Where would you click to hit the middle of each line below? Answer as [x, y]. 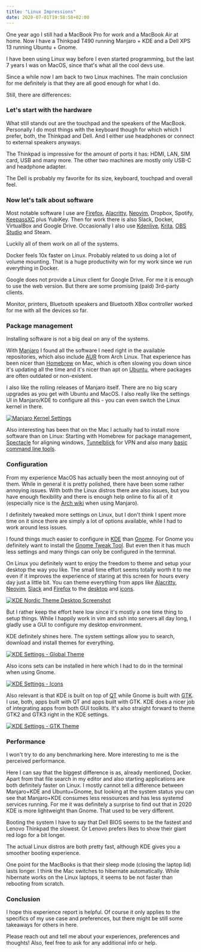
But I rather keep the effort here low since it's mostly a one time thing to [95, 612]
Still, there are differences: [39, 95]
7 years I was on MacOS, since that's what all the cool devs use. [85, 65]
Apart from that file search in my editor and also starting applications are [96, 778]
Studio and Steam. [29, 232]
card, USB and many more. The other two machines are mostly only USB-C [99, 160]
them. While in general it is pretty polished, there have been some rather [95, 484]
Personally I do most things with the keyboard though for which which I [94, 129]
